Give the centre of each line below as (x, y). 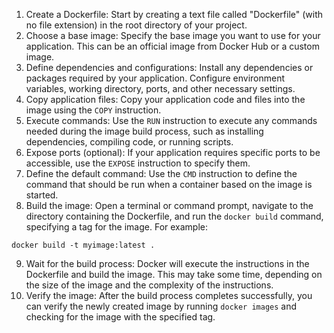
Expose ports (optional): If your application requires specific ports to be (173, 152)
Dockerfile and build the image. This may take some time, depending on (174, 274)
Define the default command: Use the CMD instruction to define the (161, 173)
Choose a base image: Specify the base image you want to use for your (173, 35)
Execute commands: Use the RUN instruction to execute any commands (171, 120)
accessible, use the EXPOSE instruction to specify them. (138, 163)
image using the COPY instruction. (93, 110)
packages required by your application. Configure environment (155, 78)
